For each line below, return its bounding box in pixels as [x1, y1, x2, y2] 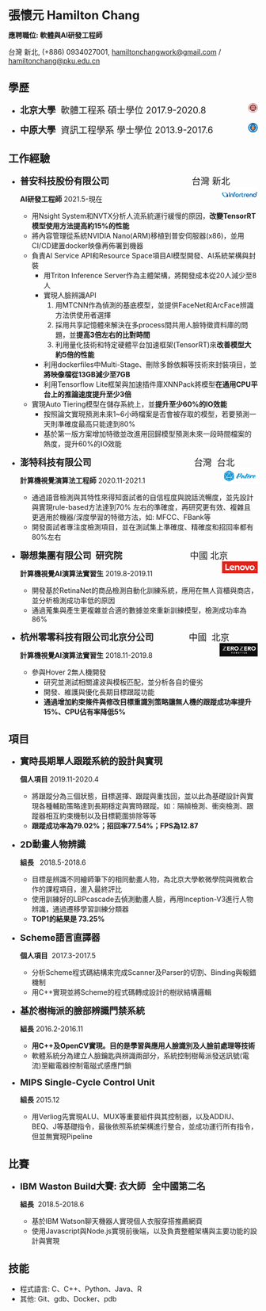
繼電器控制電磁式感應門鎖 [47, 1061, 132, 1071]
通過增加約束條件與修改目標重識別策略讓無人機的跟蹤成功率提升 [43, 697, 252, 706]
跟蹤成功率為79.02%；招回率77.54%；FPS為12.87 [31, 821, 199, 831]
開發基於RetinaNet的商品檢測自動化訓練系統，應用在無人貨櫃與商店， [31, 585, 258, 595]
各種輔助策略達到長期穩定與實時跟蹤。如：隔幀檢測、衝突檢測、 [38, 801, 247, 811]
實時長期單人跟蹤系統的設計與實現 [19, 755, 163, 767]
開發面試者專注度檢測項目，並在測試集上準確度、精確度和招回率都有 [31, 522, 254, 532]
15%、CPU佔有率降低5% [43, 707, 126, 717]
